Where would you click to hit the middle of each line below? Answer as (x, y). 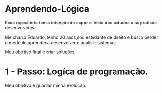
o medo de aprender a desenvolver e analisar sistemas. (61, 42)
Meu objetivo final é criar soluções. (40, 52)
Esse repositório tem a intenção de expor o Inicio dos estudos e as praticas (81, 23)
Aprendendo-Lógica (47, 9)
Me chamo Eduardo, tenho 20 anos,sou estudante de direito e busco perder (81, 37)
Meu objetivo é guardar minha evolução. (46, 85)
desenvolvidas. (20, 27)
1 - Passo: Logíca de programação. (77, 72)
